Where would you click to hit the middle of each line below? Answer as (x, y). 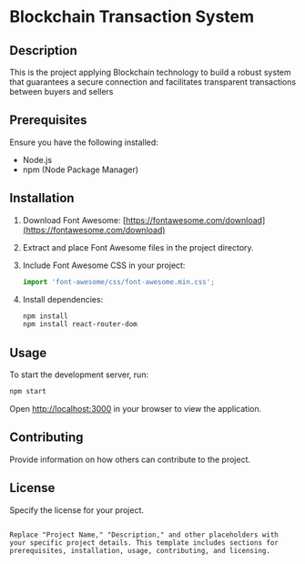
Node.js (37, 159)
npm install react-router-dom (80, 324)
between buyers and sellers (61, 92)
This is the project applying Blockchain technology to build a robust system (150, 72)
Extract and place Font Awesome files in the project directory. (138, 247)
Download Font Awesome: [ (74, 220)
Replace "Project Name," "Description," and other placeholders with (144, 535)
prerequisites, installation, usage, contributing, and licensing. (140, 550)
